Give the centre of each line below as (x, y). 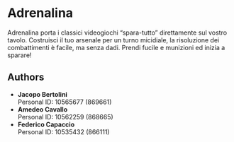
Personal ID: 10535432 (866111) (63, 131)
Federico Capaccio (46, 124)
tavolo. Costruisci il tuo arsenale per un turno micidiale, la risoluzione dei (113, 40)
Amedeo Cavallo (43, 109)
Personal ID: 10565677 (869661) (65, 102)
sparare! (19, 55)
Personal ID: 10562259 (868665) (65, 117)
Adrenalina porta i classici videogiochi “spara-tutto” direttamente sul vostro (117, 32)
